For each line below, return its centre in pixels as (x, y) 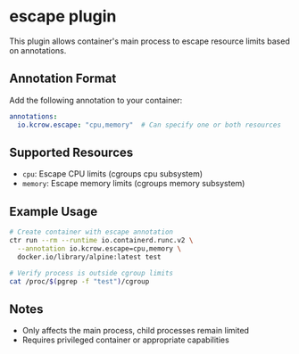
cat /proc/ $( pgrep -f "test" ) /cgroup (79, 281)
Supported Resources (71, 152)
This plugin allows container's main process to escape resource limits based (149, 41)
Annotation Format (63, 79)
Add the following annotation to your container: (96, 100)
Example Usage (54, 211)
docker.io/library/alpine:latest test (90, 257)
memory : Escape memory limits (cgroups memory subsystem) (133, 184)
